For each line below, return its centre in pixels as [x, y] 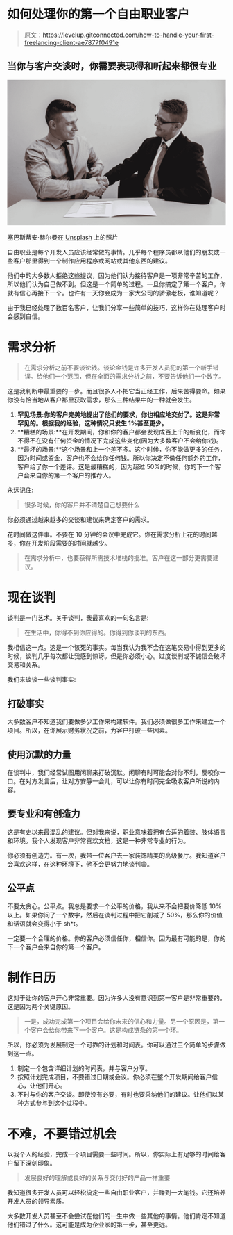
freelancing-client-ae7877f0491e [71, 42]
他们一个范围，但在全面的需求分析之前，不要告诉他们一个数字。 [134, 377]
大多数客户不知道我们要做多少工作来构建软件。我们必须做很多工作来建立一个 [116, 722]
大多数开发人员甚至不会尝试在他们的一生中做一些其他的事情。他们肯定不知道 [116, 1216]
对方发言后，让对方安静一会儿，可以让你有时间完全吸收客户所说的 [119, 781]
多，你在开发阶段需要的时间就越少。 [59, 543]
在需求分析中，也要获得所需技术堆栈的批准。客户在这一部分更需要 [118, 558]
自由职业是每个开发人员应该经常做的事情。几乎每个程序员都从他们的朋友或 [113, 252]
